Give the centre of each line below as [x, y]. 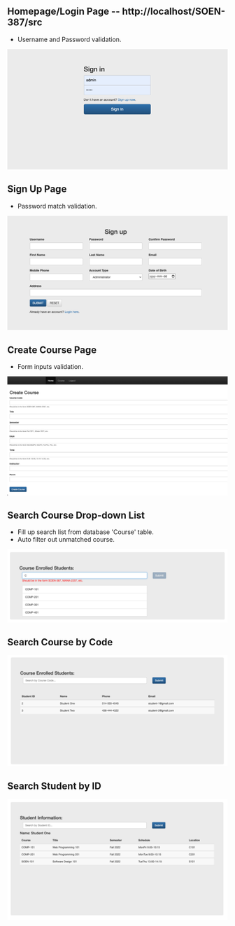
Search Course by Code [60, 642]
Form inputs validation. [50, 367]
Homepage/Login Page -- [64, 12]
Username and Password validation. [69, 39]
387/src [25, 23]
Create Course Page [52, 350]
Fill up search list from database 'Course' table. [85, 532]
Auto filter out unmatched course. [66, 540]
